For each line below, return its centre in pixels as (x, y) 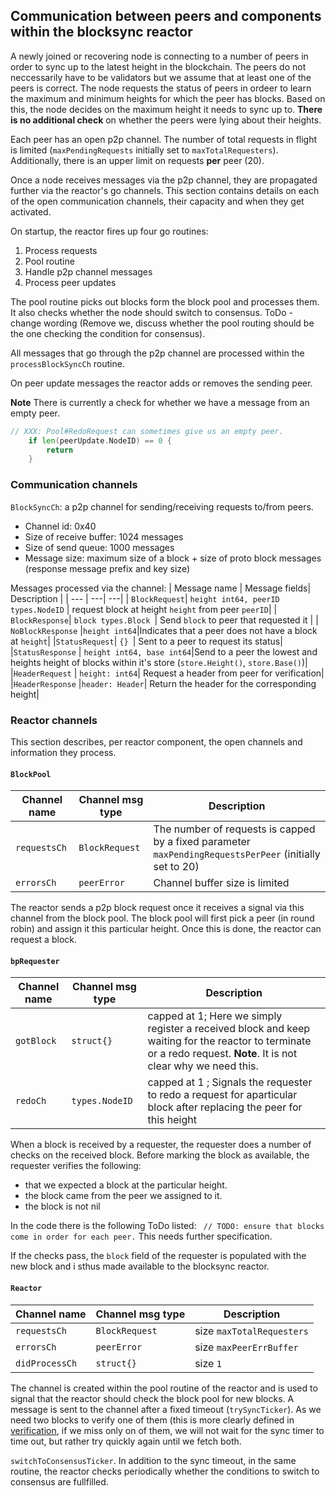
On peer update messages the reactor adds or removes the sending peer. (161, 383)
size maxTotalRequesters (252, 1331)
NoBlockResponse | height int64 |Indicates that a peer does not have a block (164, 630)
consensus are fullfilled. (59, 1481)
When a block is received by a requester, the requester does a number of (161, 1145)
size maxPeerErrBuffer (246, 1347)
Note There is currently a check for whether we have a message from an (160, 402)
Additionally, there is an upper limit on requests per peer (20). (137, 160)
